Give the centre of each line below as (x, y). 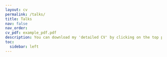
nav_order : (16, 28)
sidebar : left (24, 47)
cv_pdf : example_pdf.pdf (31, 33)
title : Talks (19, 19)
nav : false (16, 24)
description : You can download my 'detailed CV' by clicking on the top (82, 38)
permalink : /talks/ (25, 14)
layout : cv (16, 10)
